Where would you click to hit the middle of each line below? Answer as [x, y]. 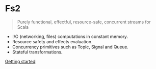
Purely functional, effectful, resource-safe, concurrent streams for [84, 22]
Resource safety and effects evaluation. [52, 41]
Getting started [20, 61]
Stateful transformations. [37, 52]
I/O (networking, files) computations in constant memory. [70, 36]
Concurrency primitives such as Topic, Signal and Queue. [70, 47]
